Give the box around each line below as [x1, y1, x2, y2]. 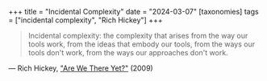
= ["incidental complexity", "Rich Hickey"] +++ [8, 15, 163, 25]
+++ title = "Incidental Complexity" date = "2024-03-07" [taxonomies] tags [8, 7, 260, 16]
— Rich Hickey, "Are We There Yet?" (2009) [8, 63, 153, 73]
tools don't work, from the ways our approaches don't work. [27, 48, 228, 57]
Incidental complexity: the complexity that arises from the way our [27, 31, 248, 40]
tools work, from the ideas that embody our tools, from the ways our [27, 39, 256, 49]
